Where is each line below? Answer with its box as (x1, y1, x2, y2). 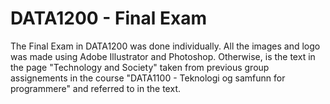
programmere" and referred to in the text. (10, 82, 181, 94)
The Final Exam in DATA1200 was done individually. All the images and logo (10, 40, 321, 52)
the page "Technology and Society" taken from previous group (10, 61, 270, 73)
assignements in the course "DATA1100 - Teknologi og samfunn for (10, 72, 286, 84)
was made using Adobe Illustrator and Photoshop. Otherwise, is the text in (10, 50, 316, 62)
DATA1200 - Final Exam (10, 7, 207, 30)
